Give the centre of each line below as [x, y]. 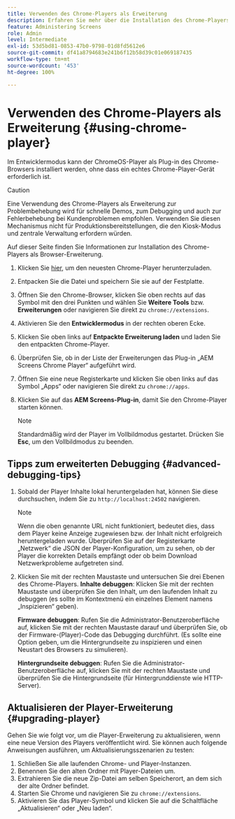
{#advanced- [192, 464]
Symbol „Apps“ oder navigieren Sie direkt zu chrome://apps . [104, 386]
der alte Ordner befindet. [53, 786]
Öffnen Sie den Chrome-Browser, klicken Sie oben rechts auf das [112, 295]
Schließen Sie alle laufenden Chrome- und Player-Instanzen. [104, 764]
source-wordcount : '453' [43, 66]
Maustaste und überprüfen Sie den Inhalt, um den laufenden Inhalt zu [117, 592]
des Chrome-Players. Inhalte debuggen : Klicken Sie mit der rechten [115, 584]
